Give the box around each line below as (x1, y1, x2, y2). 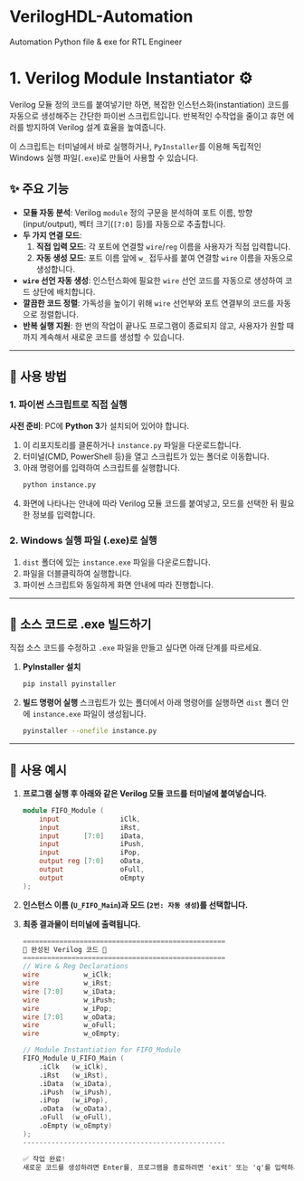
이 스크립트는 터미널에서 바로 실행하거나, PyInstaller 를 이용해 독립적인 (9, 140, 262, 151)
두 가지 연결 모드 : (22, 229, 82, 241)
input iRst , (39, 823, 141, 832)
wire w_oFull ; (22, 1021, 117, 1030)
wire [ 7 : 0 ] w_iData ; (22, 986, 117, 996)
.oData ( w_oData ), (39, 1104, 113, 1114)
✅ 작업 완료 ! (22, 1154, 66, 1164)
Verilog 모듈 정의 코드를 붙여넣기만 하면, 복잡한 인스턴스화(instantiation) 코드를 (9, 99, 290, 110)
